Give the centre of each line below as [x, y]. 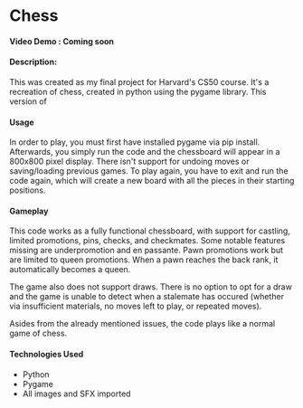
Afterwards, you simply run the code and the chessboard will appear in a [145, 152]
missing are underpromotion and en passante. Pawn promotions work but [146, 251]
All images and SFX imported [76, 394]
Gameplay [29, 211]
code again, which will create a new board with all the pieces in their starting [152, 181]
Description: [33, 62]
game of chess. [38, 333]
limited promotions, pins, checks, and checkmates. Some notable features [147, 241]
